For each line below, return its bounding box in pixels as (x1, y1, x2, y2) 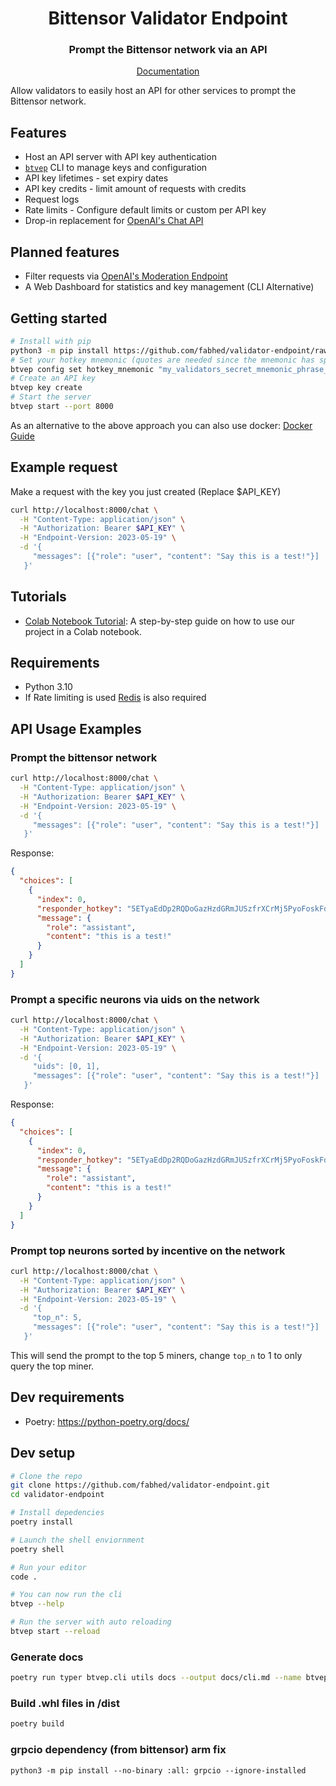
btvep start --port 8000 (10, 402, 114, 412)
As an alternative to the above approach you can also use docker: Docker (10, 419, 313, 431)
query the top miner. (10, 1360, 95, 1372)
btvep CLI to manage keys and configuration (24, 162, 208, 174)
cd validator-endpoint (10, 1490, 105, 1500)
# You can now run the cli (10, 1590, 123, 1600)
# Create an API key (10, 373, 97, 384)
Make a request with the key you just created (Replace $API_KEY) (10, 485, 282, 497)
